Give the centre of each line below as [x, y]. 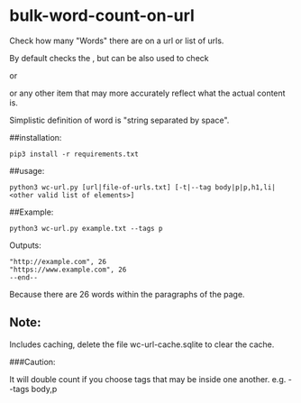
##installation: [36, 137]
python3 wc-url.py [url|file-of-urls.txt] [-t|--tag [110, 187]
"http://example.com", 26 [58, 261]
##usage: [27, 170]
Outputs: [26, 245]
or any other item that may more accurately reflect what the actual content [147, 93]
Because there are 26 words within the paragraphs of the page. [127, 294]
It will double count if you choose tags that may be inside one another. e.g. [148, 379]
